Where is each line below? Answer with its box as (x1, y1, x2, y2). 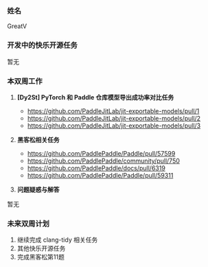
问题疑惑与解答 (16, 185, 60, 194)
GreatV (7, 22, 27, 30)
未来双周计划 (7, 218, 50, 228)
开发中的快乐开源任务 (7, 40, 78, 50)
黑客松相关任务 (16, 135, 60, 143)
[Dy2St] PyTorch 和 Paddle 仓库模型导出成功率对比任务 (16, 93, 174, 101)
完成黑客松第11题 (16, 253, 65, 262)
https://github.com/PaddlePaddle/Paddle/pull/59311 (27, 171, 174, 179)
